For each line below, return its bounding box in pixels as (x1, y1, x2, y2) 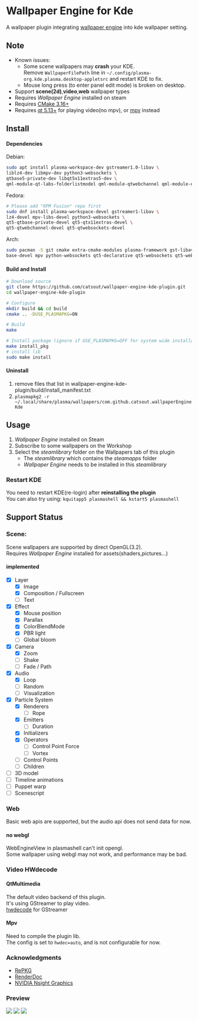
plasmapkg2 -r (14, 393, 49, 399)
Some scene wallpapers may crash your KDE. (23, 63, 135, 70)
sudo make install (6, 354, 51, 360)
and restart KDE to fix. (109, 75, 163, 82)
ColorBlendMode (23, 623, 65, 630)
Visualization (23, 689, 55, 697)
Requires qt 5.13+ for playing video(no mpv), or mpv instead (14, 106, 160, 113)
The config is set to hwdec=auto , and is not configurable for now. (6, 939, 161, 946)
